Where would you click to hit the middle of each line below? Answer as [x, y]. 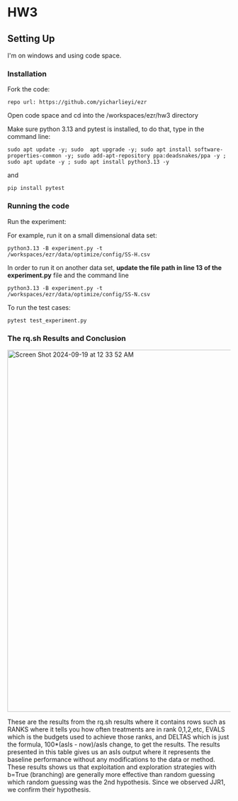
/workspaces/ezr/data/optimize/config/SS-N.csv [79, 294]
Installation [27, 74]
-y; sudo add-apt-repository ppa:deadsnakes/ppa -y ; [145, 156]
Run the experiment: [37, 221]
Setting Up [31, 39]
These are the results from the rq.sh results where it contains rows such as [117, 722]
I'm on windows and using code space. [64, 55]
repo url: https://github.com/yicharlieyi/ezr [77, 102]
